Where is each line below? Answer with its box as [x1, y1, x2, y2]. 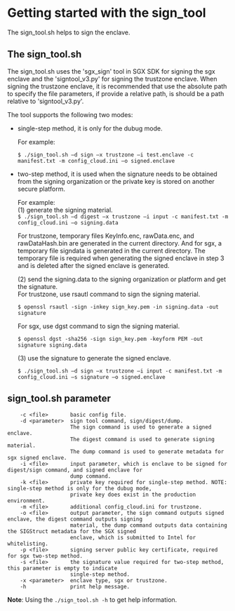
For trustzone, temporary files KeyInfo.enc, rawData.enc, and [17, 231, 194, 240]
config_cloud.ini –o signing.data [17, 219, 119, 226]
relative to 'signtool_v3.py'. [7, 97, 84, 105]
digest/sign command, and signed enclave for [7, 466, 142, 474]
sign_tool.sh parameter [7, 393, 111, 405]
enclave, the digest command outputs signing [7, 516, 142, 523]
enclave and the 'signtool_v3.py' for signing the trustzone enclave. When [7, 74, 217, 83]
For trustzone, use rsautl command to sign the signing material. [17, 290, 201, 298]
